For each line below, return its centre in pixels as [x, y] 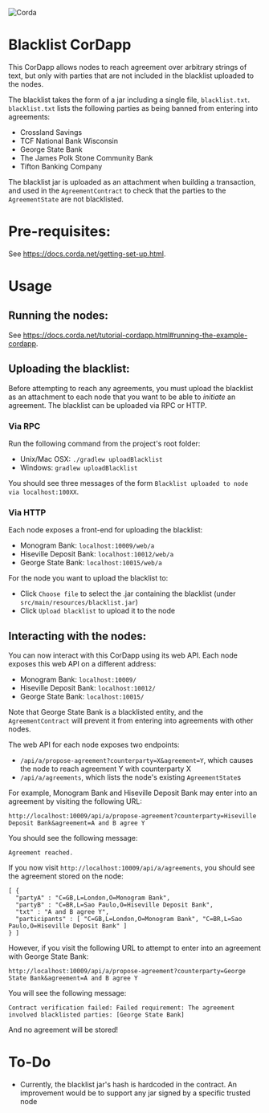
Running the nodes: [58, 316]
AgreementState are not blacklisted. [66, 199]
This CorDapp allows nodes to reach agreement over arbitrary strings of [128, 67]
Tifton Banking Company [61, 166]
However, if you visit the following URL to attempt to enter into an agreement [134, 948]
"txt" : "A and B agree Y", [63, 912]
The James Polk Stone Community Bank [87, 157]
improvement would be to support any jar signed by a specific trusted [135, 1093]
